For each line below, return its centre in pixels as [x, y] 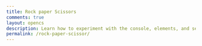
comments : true [25, 17]
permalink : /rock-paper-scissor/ [48, 34]
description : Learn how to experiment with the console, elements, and [98, 28]
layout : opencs [25, 23]
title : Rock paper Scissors [41, 12]
